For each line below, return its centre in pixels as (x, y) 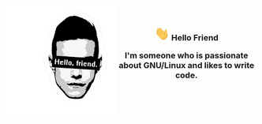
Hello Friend (195, 38)
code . (186, 75)
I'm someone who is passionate (186, 55)
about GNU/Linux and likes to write (187, 66)
